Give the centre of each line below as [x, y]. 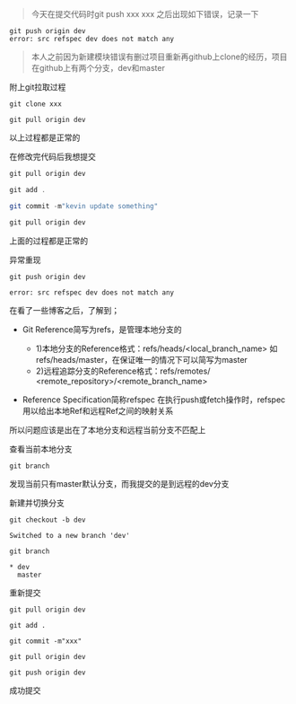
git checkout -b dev [48, 520]
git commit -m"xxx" [46, 641]
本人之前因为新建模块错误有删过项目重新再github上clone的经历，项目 [159, 57]
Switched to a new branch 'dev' [70, 535]
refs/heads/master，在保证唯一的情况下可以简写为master [142, 359]
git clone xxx [36, 104]
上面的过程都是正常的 [48, 241]
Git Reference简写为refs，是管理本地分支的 [102, 329]
